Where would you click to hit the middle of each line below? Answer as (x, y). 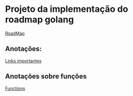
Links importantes (23, 61)
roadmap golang (40, 20)
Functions (15, 88)
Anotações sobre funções (46, 76)
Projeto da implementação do (67, 9)
